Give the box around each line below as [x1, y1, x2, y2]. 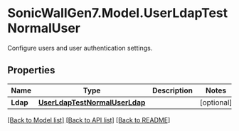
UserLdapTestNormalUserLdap [38, 98, 146, 108]
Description [152, 85, 193, 95]
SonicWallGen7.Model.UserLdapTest [7, 5, 228, 21]
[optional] [199, 98, 233, 108]
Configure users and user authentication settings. [7, 43, 153, 52]
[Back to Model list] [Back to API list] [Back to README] [7, 115, 171, 124]
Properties [7, 64, 55, 76]
